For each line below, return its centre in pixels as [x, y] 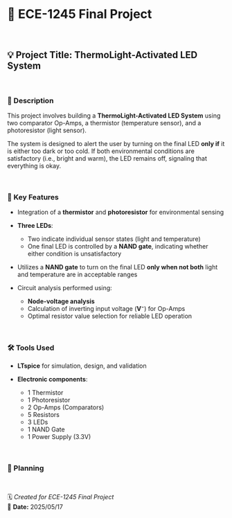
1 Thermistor [45, 392]
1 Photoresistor [49, 400]
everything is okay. [34, 166]
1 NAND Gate [46, 429]
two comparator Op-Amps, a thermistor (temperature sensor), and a [104, 123]
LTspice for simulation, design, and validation [82, 366]
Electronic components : [52, 379]
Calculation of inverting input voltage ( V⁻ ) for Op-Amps [106, 309]
